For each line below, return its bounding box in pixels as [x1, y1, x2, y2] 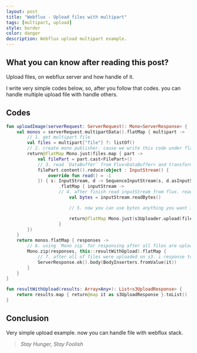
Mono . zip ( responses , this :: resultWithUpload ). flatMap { [27, 248, 167, 254]
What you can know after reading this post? [6, 58, 169, 68]
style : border [6, 25, 41, 31]
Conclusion [6, 314, 49, 324]
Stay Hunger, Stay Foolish [20, 340, 83, 347]
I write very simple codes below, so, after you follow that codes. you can [6, 85, 181, 92]
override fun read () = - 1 [47, 173, 111, 179]
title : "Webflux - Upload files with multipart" [6, 14, 127, 20]
